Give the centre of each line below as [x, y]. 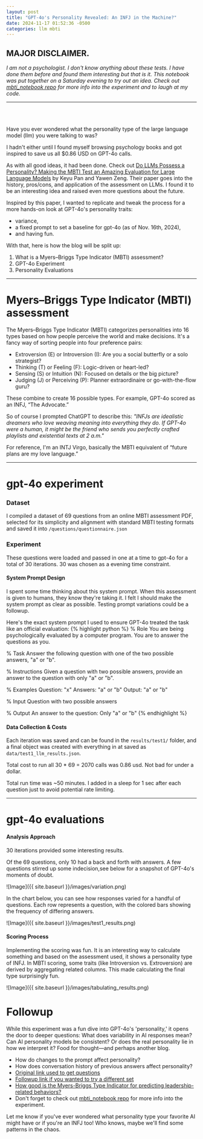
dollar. [14, 771]
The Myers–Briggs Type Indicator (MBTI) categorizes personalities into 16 [98, 330]
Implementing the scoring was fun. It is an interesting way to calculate [93, 950]
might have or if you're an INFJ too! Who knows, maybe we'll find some [95, 1123]
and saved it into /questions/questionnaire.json [67, 529]
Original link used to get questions [58, 1072]
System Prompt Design [36, 578]
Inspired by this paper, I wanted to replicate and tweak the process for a [96, 203]
